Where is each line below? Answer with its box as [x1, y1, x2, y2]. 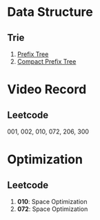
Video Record [7, 82, 87, 98]
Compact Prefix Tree [17, 57, 77, 66]
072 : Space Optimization [17, 205, 88, 213]
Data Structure [7, 4, 93, 20]
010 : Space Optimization [17, 198, 88, 205]
